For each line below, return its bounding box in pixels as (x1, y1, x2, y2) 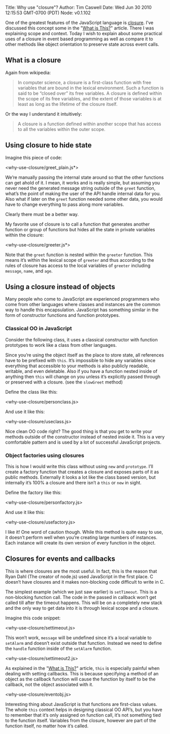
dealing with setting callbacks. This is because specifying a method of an (5, 670, 159, 676)
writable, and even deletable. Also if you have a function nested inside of (5, 368, 158, 374)
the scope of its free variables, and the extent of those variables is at (17, 95, 162, 101)
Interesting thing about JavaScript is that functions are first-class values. (5, 701, 157, 707)
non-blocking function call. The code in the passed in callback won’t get (5, 594, 156, 600)
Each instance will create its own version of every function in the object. (5, 540, 156, 546)
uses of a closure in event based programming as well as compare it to (5, 36, 153, 42)
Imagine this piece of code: (5, 154, 62, 160)
